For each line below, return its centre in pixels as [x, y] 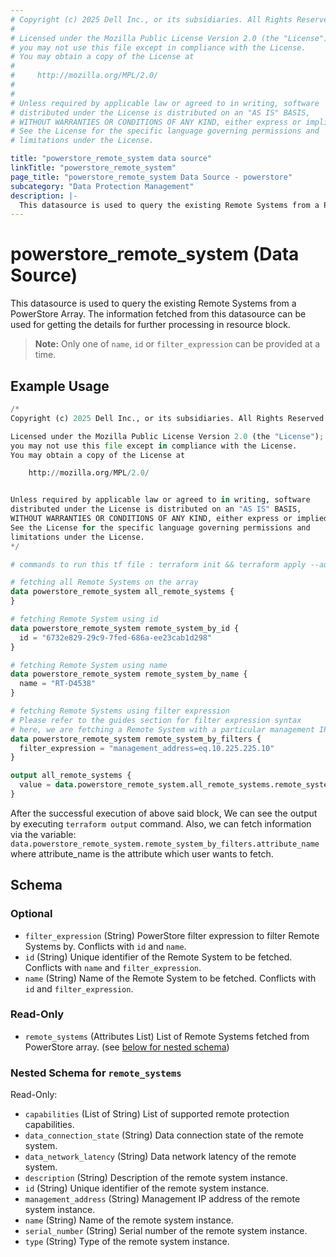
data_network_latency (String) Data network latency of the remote [160, 1157]
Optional [31, 914]
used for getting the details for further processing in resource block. [150, 325]
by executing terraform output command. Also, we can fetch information [161, 823]
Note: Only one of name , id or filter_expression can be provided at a [177, 344]
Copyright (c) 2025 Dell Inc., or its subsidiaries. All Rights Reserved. [169, 418]
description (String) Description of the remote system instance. [156, 1178]
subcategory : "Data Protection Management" [102, 186]
